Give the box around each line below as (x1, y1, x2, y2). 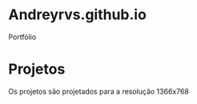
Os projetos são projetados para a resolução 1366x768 (8, 86, 190, 96)
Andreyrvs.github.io (8, 6, 147, 24)
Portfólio (8, 32, 37, 42)
